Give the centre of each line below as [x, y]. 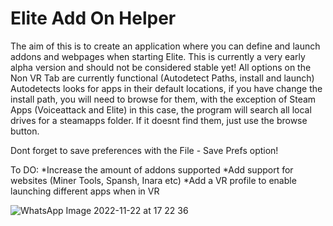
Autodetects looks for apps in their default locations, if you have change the [166, 88]
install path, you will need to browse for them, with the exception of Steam [163, 99]
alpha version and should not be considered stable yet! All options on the [161, 67]
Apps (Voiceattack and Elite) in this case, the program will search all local [161, 109]
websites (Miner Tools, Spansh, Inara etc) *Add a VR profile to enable [153, 180]
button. [25, 131]
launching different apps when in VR [85, 191]
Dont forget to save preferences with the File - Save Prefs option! [144, 150]
